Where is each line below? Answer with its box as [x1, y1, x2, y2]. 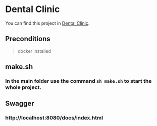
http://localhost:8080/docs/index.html [5, 114, 103, 121]
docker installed [17, 48, 51, 54]
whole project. [5, 84, 42, 91]
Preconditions [5, 35, 50, 43]
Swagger [5, 99, 34, 108]
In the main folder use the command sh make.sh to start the [5, 78, 152, 85]
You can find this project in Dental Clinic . [5, 20, 90, 26]
